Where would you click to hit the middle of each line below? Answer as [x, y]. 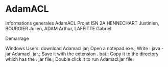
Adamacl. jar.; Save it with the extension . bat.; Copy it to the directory [85, 54]
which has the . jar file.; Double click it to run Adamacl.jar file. [70, 59]
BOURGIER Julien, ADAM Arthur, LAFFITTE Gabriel [58, 28]
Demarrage [17, 38]
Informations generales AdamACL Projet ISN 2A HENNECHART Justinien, [82, 23]
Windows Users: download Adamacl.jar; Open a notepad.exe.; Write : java [83, 48]
